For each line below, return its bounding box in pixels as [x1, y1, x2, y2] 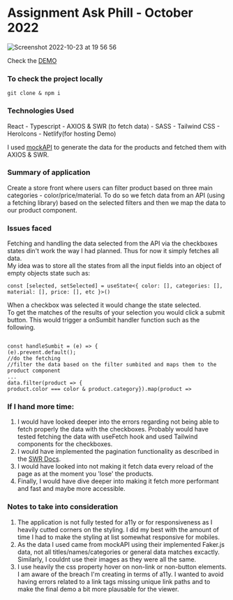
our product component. [7, 206, 78, 214]
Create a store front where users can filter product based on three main [7, 183, 213, 192]
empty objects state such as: [7, 269, 91, 278]
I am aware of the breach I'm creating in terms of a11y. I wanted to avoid [17, 570, 225, 578]
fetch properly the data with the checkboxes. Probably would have [17, 425, 209, 434]
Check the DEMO [7, 56, 57, 64]
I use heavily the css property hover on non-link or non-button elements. [17, 562, 227, 571]
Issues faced [7, 223, 52, 233]
